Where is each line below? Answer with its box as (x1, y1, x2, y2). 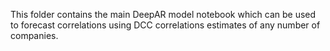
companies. (10, 30, 59, 41)
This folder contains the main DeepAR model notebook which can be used (10, 9, 317, 20)
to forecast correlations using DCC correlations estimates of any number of (10, 19, 321, 31)
